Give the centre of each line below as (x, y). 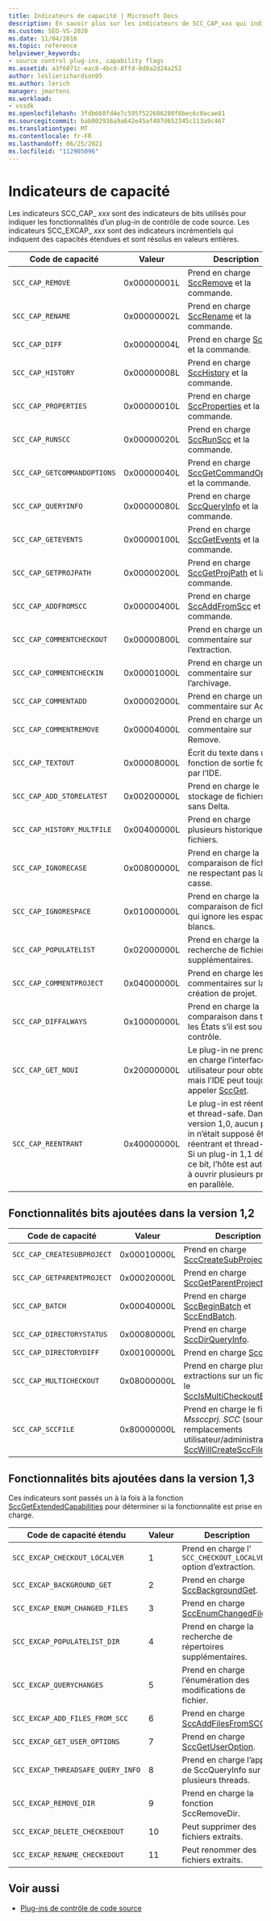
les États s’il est (217, 1027)
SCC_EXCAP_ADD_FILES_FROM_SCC (71, 1718)
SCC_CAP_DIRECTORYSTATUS (60, 1334)
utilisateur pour (216, 1070)
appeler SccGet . (218, 1091)
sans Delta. (208, 807)
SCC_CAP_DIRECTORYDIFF (56, 1353)
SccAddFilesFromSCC (224, 1723)
